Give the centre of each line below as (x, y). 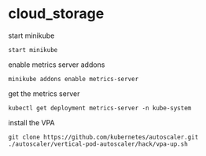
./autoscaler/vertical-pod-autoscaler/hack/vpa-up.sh (98, 144)
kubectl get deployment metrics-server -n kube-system (100, 108)
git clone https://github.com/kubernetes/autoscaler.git (103, 137)
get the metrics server (44, 93)
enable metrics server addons (57, 65)
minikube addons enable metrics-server (74, 79)
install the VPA (31, 122)
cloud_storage (56, 14)
